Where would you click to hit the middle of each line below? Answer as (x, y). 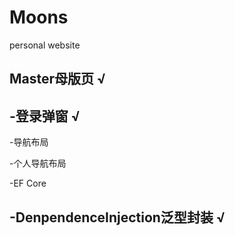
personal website (45, 45)
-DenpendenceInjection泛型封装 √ (117, 217)
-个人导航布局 (38, 163)
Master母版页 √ (58, 79)
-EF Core (28, 183)
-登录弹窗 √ (45, 116)
